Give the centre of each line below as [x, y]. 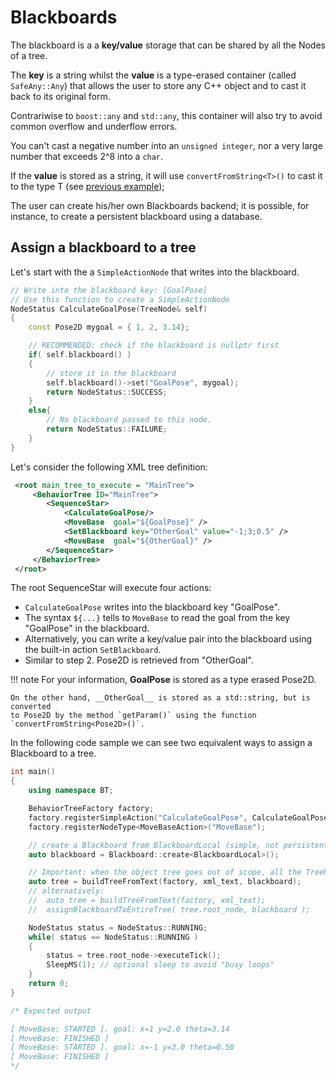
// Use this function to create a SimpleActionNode [120, 299]
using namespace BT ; [71, 791]
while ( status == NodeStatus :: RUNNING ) [113, 937]
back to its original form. [60, 96]
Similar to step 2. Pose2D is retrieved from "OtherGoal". [139, 660]
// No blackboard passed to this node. [129, 420]
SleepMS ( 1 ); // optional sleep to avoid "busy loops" [160, 965]
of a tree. [29, 55]
